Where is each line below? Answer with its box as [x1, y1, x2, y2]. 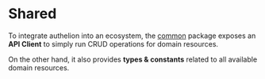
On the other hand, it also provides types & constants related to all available [8, 55, 258, 64]
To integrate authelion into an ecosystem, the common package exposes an [8, 31, 256, 40]
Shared [8, 5, 57, 23]
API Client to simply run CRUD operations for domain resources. [8, 39, 219, 48]
